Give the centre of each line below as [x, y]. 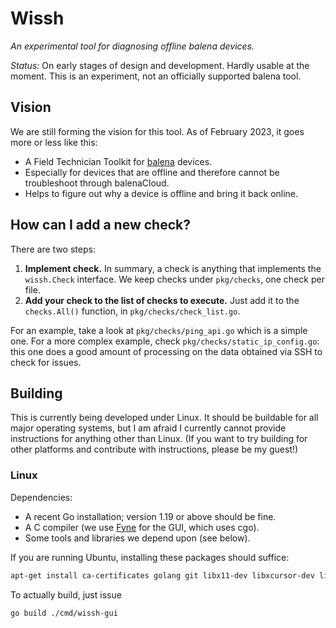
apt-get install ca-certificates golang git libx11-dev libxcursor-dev [162, 575]
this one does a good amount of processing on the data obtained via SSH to [166, 351]
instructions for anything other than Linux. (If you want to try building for [159, 439]
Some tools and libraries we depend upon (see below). [137, 538]
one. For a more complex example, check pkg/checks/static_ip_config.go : [165, 341]
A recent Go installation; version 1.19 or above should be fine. [150, 516]
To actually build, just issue [66, 594]
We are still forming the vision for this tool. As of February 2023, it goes [157, 131]
